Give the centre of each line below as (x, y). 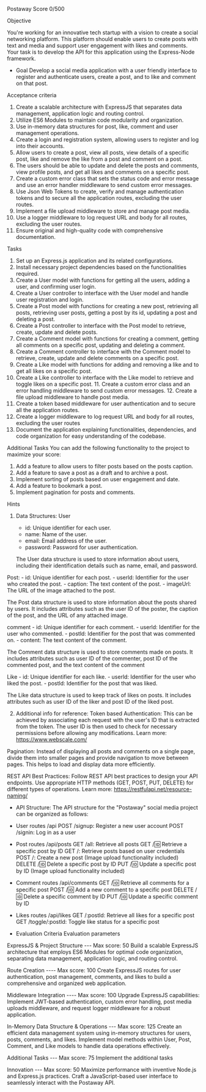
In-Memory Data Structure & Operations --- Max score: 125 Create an (94, 1026)
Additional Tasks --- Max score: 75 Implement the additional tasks (90, 1058)
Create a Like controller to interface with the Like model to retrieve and (105, 378)
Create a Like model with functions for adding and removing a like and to (107, 364)
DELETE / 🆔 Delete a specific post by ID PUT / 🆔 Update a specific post (106, 864)
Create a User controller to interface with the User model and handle (102, 293)
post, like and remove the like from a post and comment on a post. (99, 159)
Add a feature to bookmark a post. (59, 486)
